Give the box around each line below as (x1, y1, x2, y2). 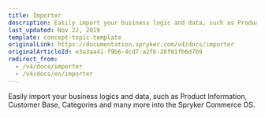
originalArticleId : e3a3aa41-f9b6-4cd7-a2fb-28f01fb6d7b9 (8, 48, 203, 56)
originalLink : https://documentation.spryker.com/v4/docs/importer (8, 41, 235, 49)
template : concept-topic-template (8, 33, 122, 42)
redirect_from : (8, 56, 58, 64)
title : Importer (8, 11, 62, 20)
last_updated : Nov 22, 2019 (8, 26, 101, 34)
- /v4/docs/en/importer (15, 70, 93, 78)
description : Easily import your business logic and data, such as (8, 19, 235, 27)
